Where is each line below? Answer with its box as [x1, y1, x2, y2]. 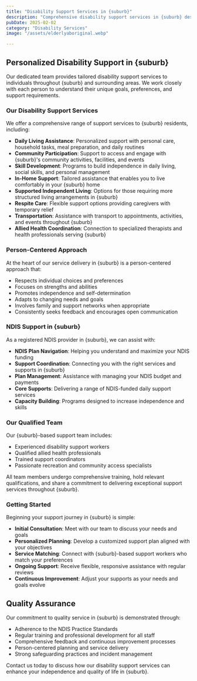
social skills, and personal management [14, 169, 110, 176]
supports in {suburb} [14, 366, 66, 373]
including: [6, 126, 30, 133]
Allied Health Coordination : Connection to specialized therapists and [14, 225, 182, 232]
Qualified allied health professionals [14, 449, 101, 456]
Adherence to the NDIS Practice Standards [14, 626, 118, 633]
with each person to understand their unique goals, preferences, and [6, 85, 172, 92]
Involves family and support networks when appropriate [14, 302, 150, 309]
